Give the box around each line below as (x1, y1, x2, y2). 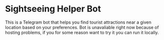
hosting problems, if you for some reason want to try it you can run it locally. (5, 29, 159, 35)
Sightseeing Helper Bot (5, 3, 101, 14)
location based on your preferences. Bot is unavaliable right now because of (5, 24, 159, 30)
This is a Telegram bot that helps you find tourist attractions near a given (5, 19, 152, 25)
